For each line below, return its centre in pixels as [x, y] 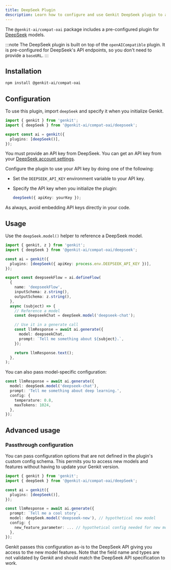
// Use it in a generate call [47, 325]
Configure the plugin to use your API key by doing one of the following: [80, 169]
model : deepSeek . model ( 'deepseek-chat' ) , [54, 386]
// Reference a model [37, 311]
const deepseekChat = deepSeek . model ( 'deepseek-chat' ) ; [75, 316]
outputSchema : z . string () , [43, 296]
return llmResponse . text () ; [44, 353]
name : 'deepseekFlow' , [38, 287]
